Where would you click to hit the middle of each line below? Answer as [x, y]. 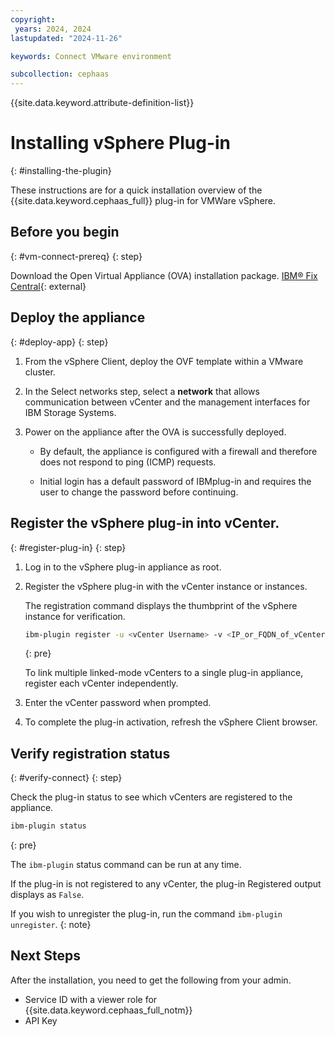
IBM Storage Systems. [70, 412]
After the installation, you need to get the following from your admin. [151, 980]
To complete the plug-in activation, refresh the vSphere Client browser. [171, 722]
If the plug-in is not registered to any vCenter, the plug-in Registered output [166, 884]
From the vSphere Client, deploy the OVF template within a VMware [164, 361]
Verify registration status [90, 753]
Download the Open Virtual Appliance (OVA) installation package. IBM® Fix [164, 275]
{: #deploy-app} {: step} [59, 342]
